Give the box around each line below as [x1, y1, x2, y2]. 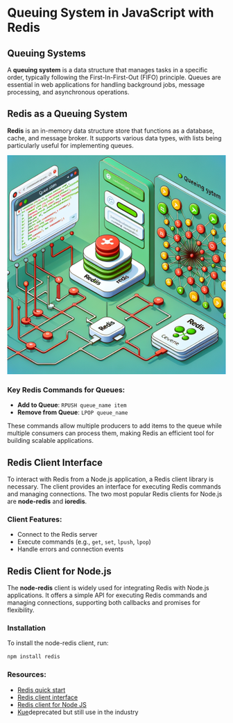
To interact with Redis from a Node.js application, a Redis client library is [7, 475, 214, 483]
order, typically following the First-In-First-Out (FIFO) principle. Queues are [7, 73, 221, 81]
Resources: [7, 669, 46, 679]
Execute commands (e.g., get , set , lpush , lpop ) [17, 537, 151, 546]
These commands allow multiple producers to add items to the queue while [7, 422, 222, 430]
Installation [7, 623, 46, 633]
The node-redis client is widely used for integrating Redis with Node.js [7, 584, 209, 592]
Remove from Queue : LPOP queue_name [17, 408, 128, 416]
